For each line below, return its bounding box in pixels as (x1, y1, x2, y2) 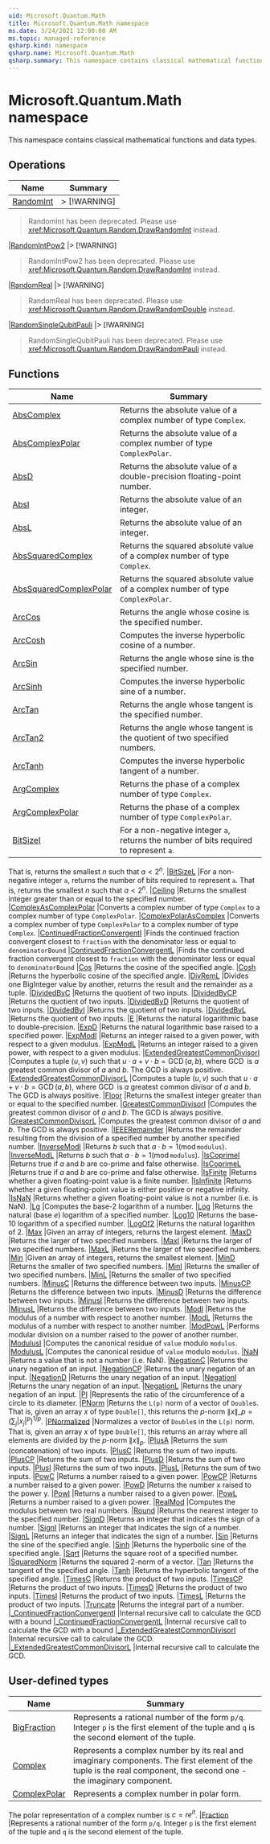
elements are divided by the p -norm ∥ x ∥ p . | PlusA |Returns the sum (8, 1435, 227, 1447)
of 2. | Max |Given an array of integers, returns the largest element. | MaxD (8, 1227, 252, 1237)
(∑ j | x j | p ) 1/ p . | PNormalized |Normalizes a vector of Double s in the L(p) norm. (8, 1415, 256, 1428)
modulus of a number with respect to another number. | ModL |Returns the (8, 1312, 253, 1322)
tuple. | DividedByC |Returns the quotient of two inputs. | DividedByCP (8, 988, 237, 997)
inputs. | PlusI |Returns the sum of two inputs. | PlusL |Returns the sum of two (8, 1463, 261, 1472)
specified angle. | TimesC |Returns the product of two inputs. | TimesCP (8, 1574, 243, 1583)
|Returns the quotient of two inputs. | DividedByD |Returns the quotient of (8, 996, 249, 1006)
